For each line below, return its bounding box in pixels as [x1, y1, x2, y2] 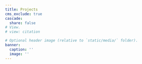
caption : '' [9, 47, 34, 52]
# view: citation [5, 29, 40, 34]
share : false [9, 20, 36, 26]
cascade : [5, 16, 23, 21]
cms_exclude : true [5, 12, 42, 16]
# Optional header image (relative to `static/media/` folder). [5, 38, 138, 43]
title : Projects [5, 7, 38, 12]
